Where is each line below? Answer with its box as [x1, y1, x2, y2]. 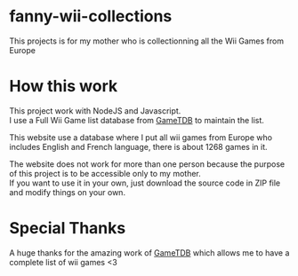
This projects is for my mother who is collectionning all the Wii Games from [9, 35, 285, 46]
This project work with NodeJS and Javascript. [9, 105, 181, 116]
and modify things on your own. [9, 186, 126, 197]
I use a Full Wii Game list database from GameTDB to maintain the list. [9, 114, 265, 125]
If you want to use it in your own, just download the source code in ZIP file [9, 177, 281, 188]
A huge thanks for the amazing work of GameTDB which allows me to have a [9, 247, 290, 258]
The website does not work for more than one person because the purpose [9, 158, 286, 170]
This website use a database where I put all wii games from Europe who [9, 131, 273, 143]
